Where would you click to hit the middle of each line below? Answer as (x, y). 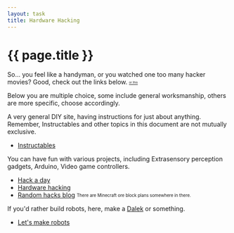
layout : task (26, 14)
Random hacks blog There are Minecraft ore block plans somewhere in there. (104, 195)
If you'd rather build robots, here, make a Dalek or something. (96, 209)
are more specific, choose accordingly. (64, 103)
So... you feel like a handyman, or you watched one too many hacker (106, 75)
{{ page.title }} (51, 55)
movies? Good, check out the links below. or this (73, 82)
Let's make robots (44, 222)
